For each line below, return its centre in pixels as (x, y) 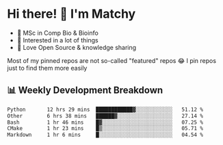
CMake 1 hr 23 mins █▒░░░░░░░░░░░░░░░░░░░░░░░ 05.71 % (105, 129)
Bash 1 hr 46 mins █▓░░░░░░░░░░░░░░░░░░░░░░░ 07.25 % (105, 122)
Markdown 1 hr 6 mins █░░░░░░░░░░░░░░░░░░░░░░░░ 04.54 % (105, 135)
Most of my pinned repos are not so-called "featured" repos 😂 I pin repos (112, 60)
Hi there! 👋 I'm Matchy (71, 14)
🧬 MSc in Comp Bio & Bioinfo (58, 33)
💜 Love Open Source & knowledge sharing (77, 47)
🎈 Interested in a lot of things (57, 40)
